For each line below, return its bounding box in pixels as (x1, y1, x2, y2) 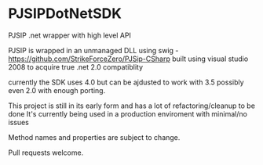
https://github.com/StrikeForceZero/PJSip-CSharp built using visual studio (8, 54, 249, 63)
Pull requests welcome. (8, 148, 84, 157)
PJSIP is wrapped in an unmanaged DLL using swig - (8, 45, 179, 55)
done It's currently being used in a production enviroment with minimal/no (8, 109, 247, 118)
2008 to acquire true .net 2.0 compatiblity (8, 62, 144, 71)
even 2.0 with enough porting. (8, 85, 106, 95)
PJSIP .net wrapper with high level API (8, 30, 132, 40)
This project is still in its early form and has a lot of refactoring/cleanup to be (8, 101, 255, 110)
